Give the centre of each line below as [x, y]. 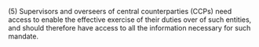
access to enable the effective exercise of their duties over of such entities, [130, 20]
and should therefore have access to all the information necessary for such [129, 28]
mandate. [24, 36]
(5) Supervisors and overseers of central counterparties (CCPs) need [120, 11]
